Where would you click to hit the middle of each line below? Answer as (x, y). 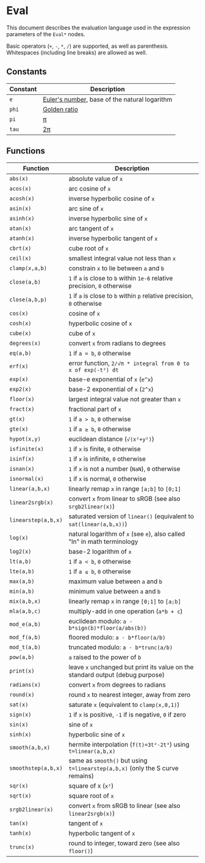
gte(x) (19, 429)
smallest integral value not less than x (122, 258)
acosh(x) (22, 198)
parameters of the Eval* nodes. (46, 34)
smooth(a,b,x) (30, 747)
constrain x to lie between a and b (117, 268)
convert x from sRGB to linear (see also (124, 805)
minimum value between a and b (115, 591)
